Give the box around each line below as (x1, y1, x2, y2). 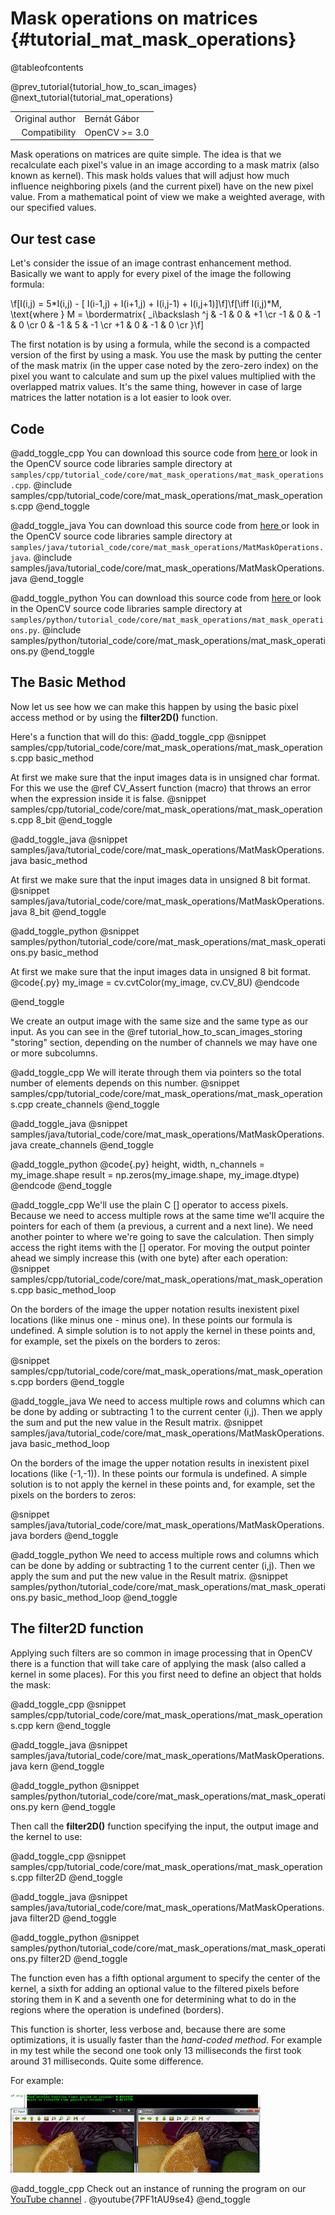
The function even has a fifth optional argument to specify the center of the (10, 1972, 321, 1984)
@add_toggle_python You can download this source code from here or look (10, 592, 322, 604)
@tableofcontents (10, 61, 84, 73)
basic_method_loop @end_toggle (40, 1591, 178, 1603)
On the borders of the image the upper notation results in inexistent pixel (10, 1457, 310, 1469)
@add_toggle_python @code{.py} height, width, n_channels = (10, 1158, 266, 1170)
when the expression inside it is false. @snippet (10, 792, 207, 804)
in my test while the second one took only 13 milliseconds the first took (10, 2044, 302, 2056)
